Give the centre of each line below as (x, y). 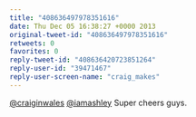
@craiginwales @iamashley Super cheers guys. (98, 102)
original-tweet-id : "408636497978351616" (89, 34)
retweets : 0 (32, 43)
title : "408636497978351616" (64, 18)
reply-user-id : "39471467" (60, 69)
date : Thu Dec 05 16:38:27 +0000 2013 (83, 26)
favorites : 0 (34, 52)
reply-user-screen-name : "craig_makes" (85, 77)
